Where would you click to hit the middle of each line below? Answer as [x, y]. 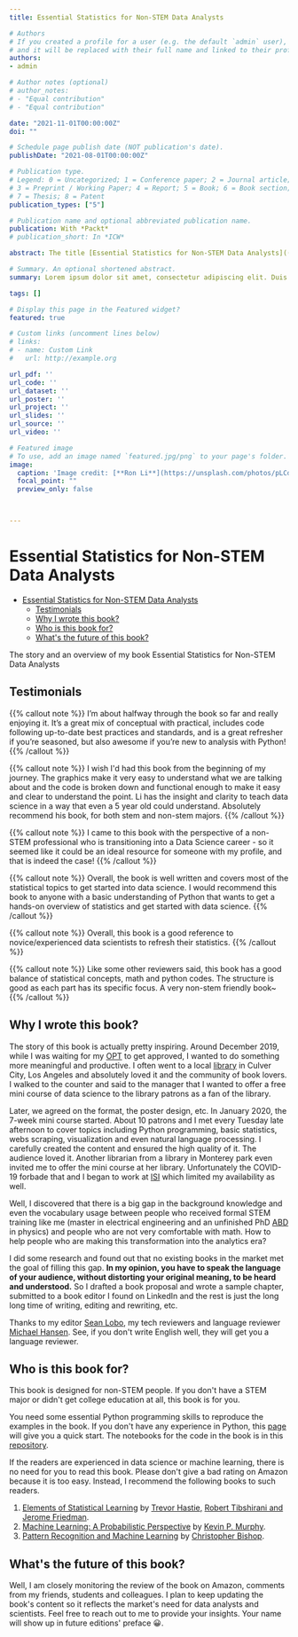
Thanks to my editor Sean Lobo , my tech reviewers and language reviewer [145, 1322]
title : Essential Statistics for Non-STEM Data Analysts [117, 17]
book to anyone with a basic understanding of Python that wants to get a [142, 897]
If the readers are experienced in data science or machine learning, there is [147, 1462]
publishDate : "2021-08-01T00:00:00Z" [79, 156]
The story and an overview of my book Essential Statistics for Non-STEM [142, 654]
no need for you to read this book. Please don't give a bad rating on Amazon [149, 1472]
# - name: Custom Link [51, 350]
